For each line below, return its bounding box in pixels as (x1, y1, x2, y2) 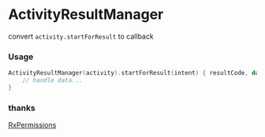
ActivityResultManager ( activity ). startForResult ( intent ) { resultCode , (8, 69, 248, 77)
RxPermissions (8, 120, 57, 130)
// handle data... (22, 76, 83, 84)
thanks (8, 102, 35, 113)
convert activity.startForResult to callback (8, 31, 154, 41)
